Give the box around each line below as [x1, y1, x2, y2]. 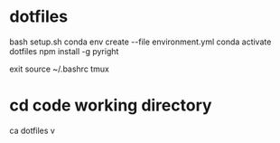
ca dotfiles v [9, 125, 56, 136]
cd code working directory [9, 95, 212, 116]
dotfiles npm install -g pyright [9, 45, 119, 56]
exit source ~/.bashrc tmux [9, 63, 110, 74]
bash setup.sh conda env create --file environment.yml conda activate [9, 36, 272, 47]
